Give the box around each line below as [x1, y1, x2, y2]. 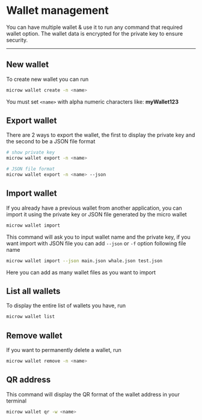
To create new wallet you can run [6, 75, 89, 83]
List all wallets [6, 286, 61, 296]
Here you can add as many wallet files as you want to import [6, 269, 156, 276]
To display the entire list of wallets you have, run [6, 302, 126, 309]
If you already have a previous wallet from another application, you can [6, 204, 182, 212]
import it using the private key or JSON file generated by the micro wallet [6, 210, 188, 218]
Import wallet [6, 188, 57, 199]
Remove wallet [6, 330, 63, 340]
